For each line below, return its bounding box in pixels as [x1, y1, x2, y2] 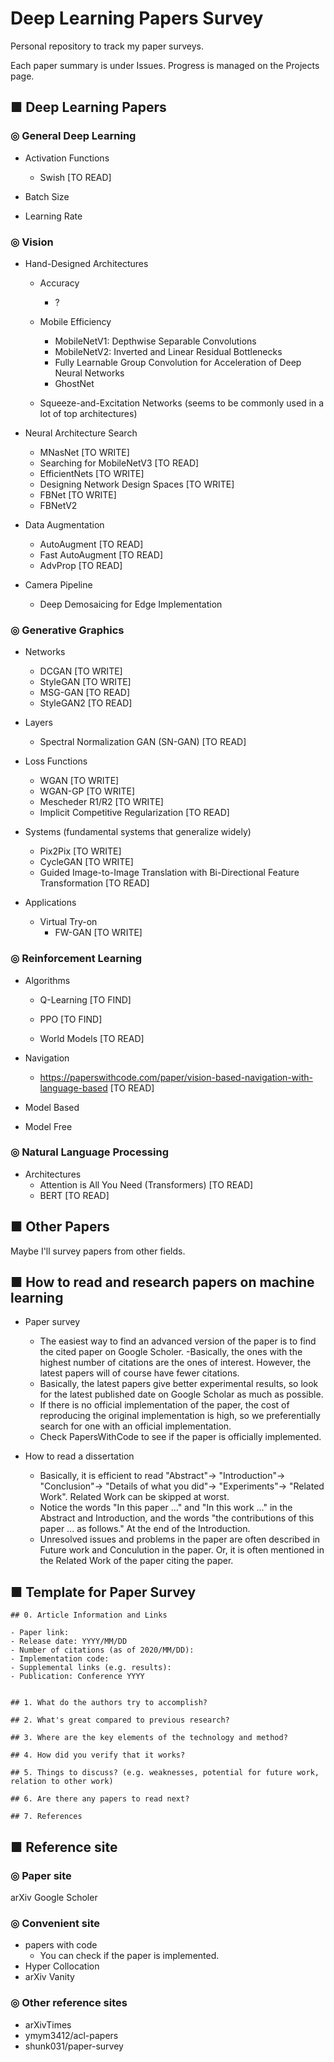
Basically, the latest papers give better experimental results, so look [39, 1378, 319, 1390]
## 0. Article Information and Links [10, 1610, 168, 1621]
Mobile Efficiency [39, 315, 112, 327]
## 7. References [10, 1812, 83, 1822]
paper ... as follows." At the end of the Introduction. [39, 1523, 251, 1535]
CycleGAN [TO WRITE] [39, 856, 134, 868]
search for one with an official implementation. [39, 1420, 232, 1432]
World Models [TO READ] [39, 1032, 145, 1044]
